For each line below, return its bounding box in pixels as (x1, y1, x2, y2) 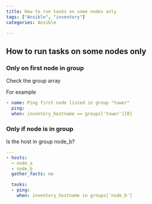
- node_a (11, 160, 33, 166)
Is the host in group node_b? (6, 138, 75, 145)
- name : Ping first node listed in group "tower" (6, 100, 130, 106)
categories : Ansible (6, 19, 57, 25)
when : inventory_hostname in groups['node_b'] (16, 193, 133, 199)
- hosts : (6, 155, 28, 161)
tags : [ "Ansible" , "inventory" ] (6, 14, 85, 20)
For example (6, 89, 36, 96)
